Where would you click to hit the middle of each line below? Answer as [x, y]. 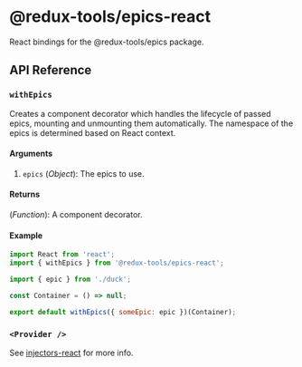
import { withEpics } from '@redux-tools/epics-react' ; [117, 263]
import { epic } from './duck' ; [70, 279]
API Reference [51, 70]
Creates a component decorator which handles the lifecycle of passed [140, 113]
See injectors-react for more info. [71, 353]
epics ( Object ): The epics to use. [83, 173]
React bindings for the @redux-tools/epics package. [107, 42]
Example [26, 235]
